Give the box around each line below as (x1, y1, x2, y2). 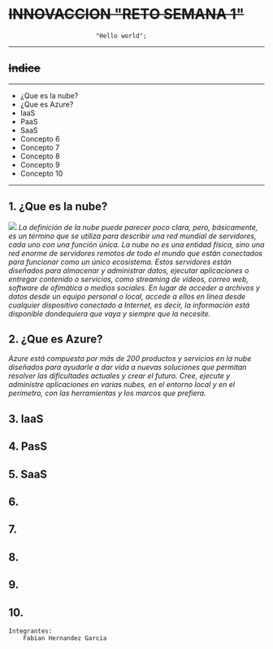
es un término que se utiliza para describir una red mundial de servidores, (8, 231, 258, 241)
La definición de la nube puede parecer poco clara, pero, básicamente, (18, 222, 258, 232)
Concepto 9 (19, 159, 60, 169)
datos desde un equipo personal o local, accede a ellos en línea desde (8, 291, 246, 301)
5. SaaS (8, 467, 47, 481)
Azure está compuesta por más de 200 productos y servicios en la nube (8, 354, 252, 364)
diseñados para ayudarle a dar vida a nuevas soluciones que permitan (8, 363, 247, 372)
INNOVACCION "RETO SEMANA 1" (8, 5, 245, 24)
